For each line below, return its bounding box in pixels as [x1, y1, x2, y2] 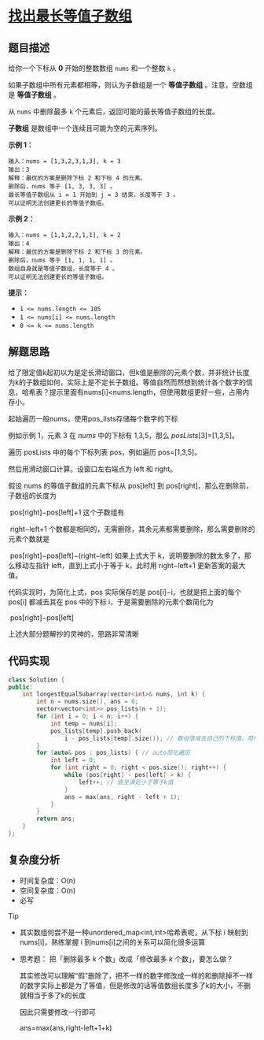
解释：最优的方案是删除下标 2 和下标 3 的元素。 [8, 248, 147, 256]
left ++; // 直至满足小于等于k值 [78, 778, 174, 786]
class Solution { [8, 675, 65, 684]
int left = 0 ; [49, 756, 97, 764]
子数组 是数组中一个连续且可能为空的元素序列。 [8, 124, 162, 132]
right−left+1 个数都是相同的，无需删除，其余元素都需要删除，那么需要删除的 [9, 524, 255, 533]
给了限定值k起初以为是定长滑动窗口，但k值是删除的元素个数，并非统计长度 [8, 367, 250, 377]
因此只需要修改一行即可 [19, 1007, 96, 1016]
